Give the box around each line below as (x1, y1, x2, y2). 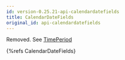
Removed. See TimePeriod (6, 36, 72, 43)
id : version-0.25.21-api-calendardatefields (6, 8, 120, 15)
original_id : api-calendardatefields (6, 20, 101, 26)
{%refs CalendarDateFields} (6, 48, 76, 55)
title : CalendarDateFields (6, 14, 74, 20)
